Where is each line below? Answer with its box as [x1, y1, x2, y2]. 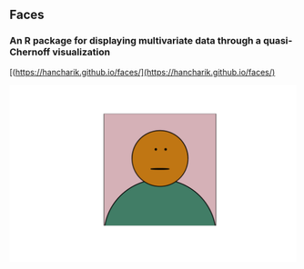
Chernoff [9, 45, 51, 58]
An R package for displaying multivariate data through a [9, 35, 262, 47]
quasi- [262, 35, 293, 47]
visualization [52, 45, 111, 58]
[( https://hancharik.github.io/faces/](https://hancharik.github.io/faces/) [9, 66, 276, 77]
